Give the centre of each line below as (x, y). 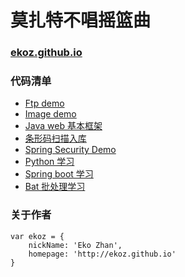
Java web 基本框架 (63, 126)
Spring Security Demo (70, 150)
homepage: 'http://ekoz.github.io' (102, 254)
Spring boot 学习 (59, 174)
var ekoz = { (37, 236)
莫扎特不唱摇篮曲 (81, 20)
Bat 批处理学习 (55, 187)
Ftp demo (44, 103)
